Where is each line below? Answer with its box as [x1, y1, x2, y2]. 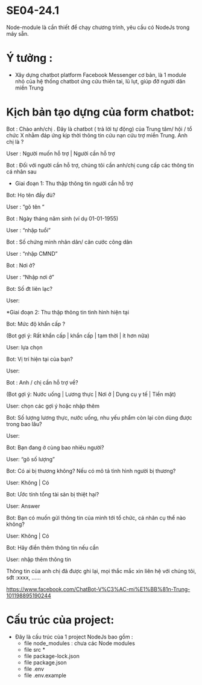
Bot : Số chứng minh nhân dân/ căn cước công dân [6, 238, 133, 245]
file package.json [24, 658, 67, 666]
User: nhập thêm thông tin [6, 556, 71, 563]
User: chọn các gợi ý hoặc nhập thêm [6, 402, 99, 409]
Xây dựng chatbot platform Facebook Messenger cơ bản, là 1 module [14, 71, 187, 79]
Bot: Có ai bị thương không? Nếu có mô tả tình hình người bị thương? [6, 467, 176, 475]
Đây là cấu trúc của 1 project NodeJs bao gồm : [14, 633, 133, 640]
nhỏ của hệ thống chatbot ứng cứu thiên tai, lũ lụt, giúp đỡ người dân [14, 77, 186, 85]
